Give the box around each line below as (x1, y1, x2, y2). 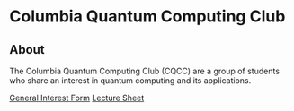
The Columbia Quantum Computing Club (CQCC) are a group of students (9, 65, 281, 76)
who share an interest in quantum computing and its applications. (9, 75, 252, 86)
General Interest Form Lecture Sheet (9, 92, 145, 103)
